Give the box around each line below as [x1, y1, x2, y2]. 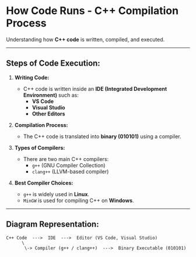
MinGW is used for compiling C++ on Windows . [23, 197, 134, 204]
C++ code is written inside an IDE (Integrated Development [23, 85, 167, 92]
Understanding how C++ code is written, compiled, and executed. [6, 36, 165, 43]
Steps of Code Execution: [6, 59, 100, 68]
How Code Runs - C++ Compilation [6, 4, 179, 18]
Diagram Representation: [6, 220, 99, 229]
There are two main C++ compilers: [23, 155, 109, 162]
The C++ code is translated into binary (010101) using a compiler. [23, 133, 181, 140]
